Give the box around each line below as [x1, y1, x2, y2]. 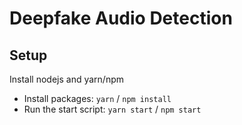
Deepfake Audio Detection [9, 7, 233, 30]
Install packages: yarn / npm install [23, 93, 172, 104]
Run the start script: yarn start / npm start [23, 103, 202, 115]
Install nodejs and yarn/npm [9, 73, 124, 85]
